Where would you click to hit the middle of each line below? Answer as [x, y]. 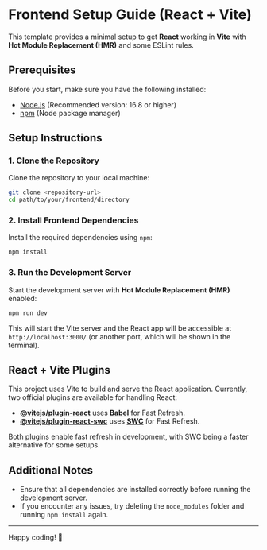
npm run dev [28, 313]
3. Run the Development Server [70, 273]
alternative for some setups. [54, 445]
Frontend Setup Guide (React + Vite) [130, 15]
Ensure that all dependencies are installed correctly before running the [135, 490]
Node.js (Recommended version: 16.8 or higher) [98, 104]
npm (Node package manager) [70, 113]
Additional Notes [51, 470]
